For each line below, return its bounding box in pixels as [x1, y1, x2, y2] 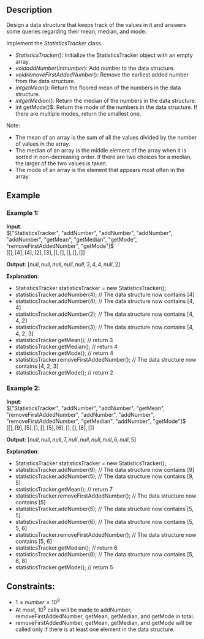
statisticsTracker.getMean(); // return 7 [15, 485, 113, 493]
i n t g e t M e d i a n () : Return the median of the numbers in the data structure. [15, 97, 197, 104]
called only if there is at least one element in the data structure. [15, 626, 175, 633]
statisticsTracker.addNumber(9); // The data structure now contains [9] [15, 466, 195, 473]
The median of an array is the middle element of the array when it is [15, 146, 187, 154]
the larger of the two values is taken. [15, 159, 108, 167]
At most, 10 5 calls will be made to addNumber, [15, 605, 132, 613]
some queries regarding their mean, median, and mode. [6, 28, 147, 35]
